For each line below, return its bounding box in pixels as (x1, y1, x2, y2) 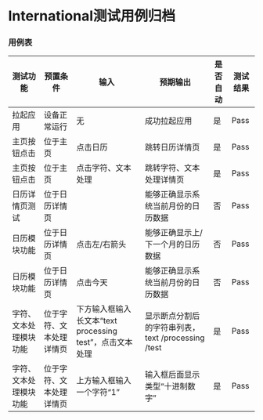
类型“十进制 (144, 381, 188, 392)
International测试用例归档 (8, 7, 176, 25)
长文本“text (76, 315, 117, 326)
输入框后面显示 (144, 369, 200, 380)
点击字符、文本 (76, 162, 131, 173)
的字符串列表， (144, 322, 200, 333)
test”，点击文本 (76, 337, 133, 348)
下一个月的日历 (144, 239, 200, 250)
